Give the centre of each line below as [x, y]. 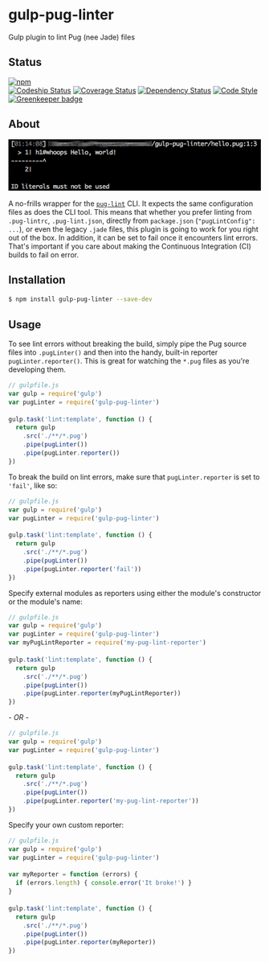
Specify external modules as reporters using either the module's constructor [135, 593]
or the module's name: [45, 602]
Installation [37, 280]
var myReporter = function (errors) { [73, 874]
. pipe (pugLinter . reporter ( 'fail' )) [82, 569]
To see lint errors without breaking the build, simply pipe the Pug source [128, 344]
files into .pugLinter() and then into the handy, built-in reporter [113, 352]
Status [25, 62]
